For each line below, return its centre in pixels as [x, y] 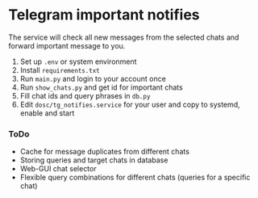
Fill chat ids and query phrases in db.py [85, 95]
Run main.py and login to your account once [93, 78]
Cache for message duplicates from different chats [104, 152]
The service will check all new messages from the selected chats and [124, 37]
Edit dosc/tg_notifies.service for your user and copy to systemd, [130, 104]
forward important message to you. [67, 45]
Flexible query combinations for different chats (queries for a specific [135, 177]
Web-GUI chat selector [58, 169]
